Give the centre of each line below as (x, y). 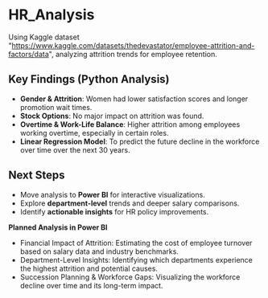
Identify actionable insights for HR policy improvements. (114, 211)
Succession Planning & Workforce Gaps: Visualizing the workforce (130, 277)
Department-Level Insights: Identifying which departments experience (136, 259)
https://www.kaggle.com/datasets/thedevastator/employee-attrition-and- (133, 45)
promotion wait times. (56, 107)
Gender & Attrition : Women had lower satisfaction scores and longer (134, 99)
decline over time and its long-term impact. (91, 285)
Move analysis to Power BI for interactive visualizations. (112, 194)
